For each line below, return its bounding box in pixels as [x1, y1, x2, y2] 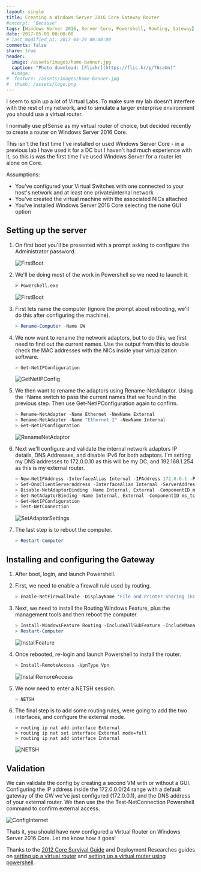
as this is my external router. [14, 465, 85, 472]
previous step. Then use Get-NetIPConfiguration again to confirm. [14, 400, 178, 407]
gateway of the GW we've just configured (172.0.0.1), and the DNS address [6, 792, 191, 799]
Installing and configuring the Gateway [6, 555, 155, 565]
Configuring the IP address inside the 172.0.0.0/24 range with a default [6, 786, 181, 793]
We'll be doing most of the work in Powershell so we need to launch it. [14, 271, 189, 278]
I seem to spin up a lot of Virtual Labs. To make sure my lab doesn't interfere [6, 98, 195, 105]
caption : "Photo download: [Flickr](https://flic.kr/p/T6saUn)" [11, 64, 176, 71]
